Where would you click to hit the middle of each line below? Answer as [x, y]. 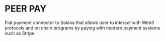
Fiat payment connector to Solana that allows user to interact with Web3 [79, 22]
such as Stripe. [20, 33]
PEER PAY [26, 9]
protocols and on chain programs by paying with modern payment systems [82, 27]
